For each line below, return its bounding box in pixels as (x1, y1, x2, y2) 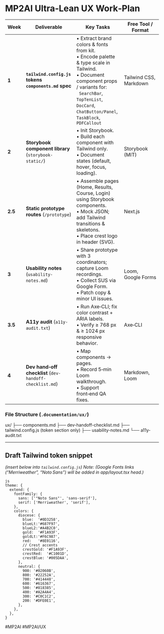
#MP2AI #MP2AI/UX (5, 624, 46, 630)
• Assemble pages (76, 178, 119, 184)
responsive (76, 334, 102, 340)
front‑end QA (76, 390, 106, 397)
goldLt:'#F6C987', (22, 535, 60, 539)
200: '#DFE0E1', (22, 598, 56, 603)
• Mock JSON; (76, 208, 110, 215)
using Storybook (76, 196, 115, 202)
